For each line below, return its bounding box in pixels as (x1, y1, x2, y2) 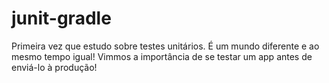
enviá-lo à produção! (11, 61, 98, 73)
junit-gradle (11, 7, 112, 30)
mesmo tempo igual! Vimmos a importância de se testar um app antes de (11, 50, 313, 62)
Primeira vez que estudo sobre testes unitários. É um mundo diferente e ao (11, 40, 320, 52)
